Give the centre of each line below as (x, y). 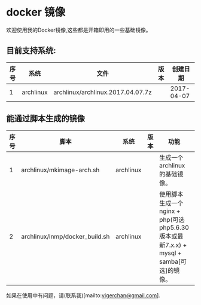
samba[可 (173, 261)
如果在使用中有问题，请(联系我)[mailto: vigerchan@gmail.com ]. (83, 295)
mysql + (170, 253)
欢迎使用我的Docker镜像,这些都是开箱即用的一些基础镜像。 (79, 30)
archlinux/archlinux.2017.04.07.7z (103, 92)
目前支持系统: (31, 51)
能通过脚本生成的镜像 (45, 119)
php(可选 (172, 219)
